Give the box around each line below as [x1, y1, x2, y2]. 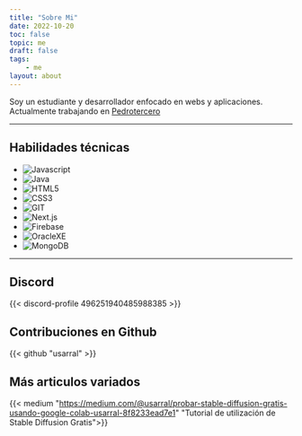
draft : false [9, 47, 58, 56]
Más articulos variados [9, 374, 141, 389]
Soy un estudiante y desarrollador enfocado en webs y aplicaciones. [9, 96, 263, 107]
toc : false [9, 30, 50, 39]
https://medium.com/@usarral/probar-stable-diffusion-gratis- [58, 398, 288, 408]
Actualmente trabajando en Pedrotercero [9, 105, 161, 117]
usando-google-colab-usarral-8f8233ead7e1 [9, 407, 176, 418]
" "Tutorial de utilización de [174, 407, 276, 418]
